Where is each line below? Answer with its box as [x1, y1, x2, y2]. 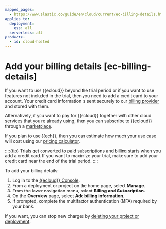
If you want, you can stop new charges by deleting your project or [5, 213, 139, 219]
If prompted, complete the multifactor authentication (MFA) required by [12, 198, 157, 204]
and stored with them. [5, 103, 50, 109]
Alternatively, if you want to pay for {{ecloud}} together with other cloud [5, 113, 152, 118]
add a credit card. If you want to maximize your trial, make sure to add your [5, 153, 158, 158]
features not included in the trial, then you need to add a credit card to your [5, 92, 158, 99]
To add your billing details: [5, 167, 59, 173]
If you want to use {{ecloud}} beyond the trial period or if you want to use [5, 87, 155, 93]
